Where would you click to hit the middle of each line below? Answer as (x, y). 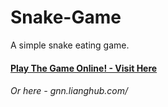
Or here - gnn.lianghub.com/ (69, 91)
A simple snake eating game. (70, 45)
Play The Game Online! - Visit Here (84, 68)
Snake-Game (66, 17)
